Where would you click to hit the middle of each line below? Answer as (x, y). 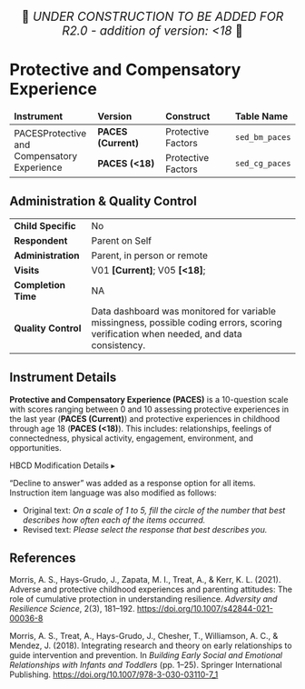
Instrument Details (63, 378)
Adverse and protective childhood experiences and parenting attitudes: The (151, 589)
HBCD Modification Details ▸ (62, 465)
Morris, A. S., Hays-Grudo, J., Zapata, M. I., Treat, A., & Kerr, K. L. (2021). (145, 580)
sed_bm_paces (263, 137)
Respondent (41, 240)
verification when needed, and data (167, 334)
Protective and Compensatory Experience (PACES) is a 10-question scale (149, 399)
